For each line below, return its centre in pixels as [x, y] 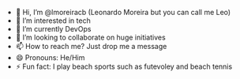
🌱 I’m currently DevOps [53, 29]
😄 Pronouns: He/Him [50, 58]
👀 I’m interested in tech [53, 21]
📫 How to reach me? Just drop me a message [91, 46]
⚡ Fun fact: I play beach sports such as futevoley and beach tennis [124, 66]
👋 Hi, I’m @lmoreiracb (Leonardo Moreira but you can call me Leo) [123, 12]
